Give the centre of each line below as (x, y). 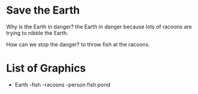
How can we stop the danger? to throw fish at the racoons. (78, 44)
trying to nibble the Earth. (37, 33)
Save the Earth (43, 10)
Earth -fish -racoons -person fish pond (62, 85)
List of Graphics (46, 68)
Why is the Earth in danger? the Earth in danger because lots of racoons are (99, 27)
